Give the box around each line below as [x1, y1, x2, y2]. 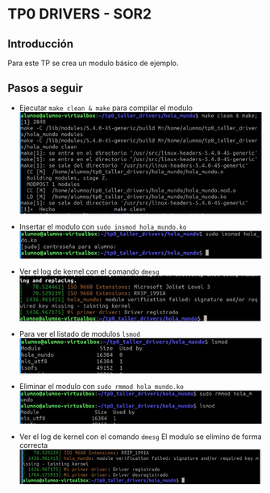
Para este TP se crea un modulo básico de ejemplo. [7, 58, 179, 68]
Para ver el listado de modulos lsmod [19, 329, 140, 338]
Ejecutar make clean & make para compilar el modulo [19, 102, 193, 113]
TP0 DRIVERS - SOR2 [7, 5, 152, 23]
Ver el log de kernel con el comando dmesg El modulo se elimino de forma [19, 432, 263, 441]
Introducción [7, 37, 74, 51]
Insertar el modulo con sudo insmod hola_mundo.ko [19, 222, 187, 231]
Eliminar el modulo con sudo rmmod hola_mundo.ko [19, 382, 185, 391]
